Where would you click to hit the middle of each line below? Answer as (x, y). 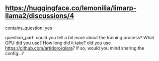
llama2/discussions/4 (40, 16)
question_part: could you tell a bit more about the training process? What (80, 37)
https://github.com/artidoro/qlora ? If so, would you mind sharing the (75, 48)
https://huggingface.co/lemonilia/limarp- (71, 8)
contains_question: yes (29, 28)
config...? (14, 53)
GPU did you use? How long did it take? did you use (58, 43)
